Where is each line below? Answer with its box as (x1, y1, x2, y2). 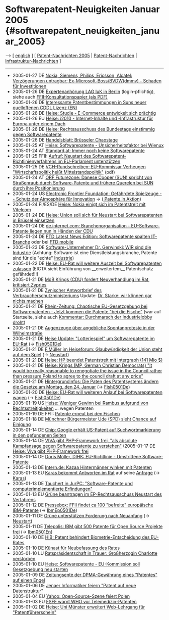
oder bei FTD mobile (31, 239, 74, 245)
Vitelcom (12, 206, 31, 213)
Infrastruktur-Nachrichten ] (5, 58, 61, 64)
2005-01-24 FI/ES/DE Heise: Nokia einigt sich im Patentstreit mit (12, 201, 146, 207)
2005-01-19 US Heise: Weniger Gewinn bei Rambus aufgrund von (12, 400, 148, 406)
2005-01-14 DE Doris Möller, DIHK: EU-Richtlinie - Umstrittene (12, 453, 141, 459)
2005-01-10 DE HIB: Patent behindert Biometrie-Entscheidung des (12, 534, 150, 540)
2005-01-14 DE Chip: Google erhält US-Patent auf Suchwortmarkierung (12, 426, 161, 433)
